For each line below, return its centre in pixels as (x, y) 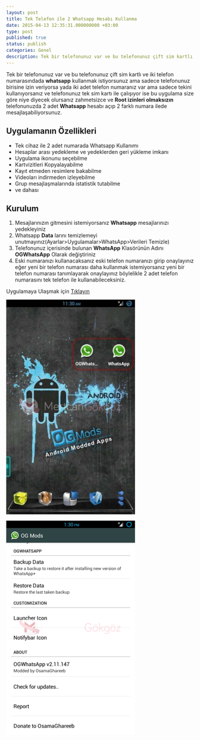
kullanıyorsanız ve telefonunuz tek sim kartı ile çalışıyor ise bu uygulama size (100, 93)
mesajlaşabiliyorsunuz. (34, 112)
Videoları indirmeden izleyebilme (55, 177)
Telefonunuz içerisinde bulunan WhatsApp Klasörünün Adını (89, 248)
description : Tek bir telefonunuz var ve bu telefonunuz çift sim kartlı (100, 57)
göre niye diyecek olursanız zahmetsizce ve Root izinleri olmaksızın (90, 100)
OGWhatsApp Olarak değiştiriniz (55, 255)
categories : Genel (29, 51)
